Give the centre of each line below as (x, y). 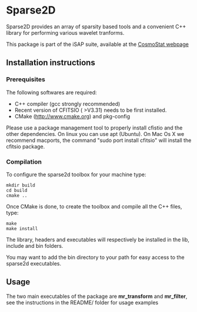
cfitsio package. (26, 146)
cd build (17, 190)
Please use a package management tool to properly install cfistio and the (94, 128)
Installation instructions (51, 63)
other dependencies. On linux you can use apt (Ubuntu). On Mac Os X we (95, 134)
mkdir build (21, 185)
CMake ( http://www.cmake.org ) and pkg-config (72, 116)
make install (22, 228)
